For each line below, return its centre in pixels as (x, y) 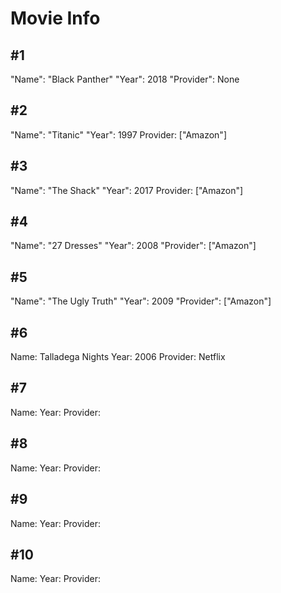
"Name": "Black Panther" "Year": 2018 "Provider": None (125, 79)
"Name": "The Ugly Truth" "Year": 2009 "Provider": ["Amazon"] (141, 301)
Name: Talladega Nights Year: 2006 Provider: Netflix (118, 357)
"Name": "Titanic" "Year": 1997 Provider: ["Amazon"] (118, 134)
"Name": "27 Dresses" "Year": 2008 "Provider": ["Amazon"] (133, 246)
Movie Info (55, 18)
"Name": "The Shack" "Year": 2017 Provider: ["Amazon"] (127, 190)
